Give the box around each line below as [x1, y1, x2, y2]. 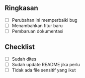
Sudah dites [11, 56, 37, 62]
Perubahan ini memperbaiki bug [11, 17, 78, 23]
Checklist [4, 43, 35, 51]
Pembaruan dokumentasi [11, 28, 64, 34]
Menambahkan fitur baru [11, 22, 63, 29]
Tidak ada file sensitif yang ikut [11, 67, 76, 73]
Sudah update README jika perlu [11, 61, 80, 67]
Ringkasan [4, 4, 38, 12]
